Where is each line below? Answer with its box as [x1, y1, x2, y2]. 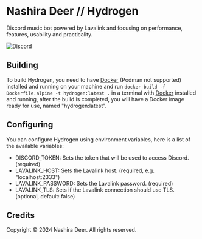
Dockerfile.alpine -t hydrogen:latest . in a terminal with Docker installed [6, 89, 197, 96]
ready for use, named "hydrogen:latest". [6, 102, 107, 109]
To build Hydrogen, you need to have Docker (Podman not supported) [6, 76, 181, 83]
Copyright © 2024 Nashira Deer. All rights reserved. [6, 226, 137, 234]
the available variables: [6, 142, 64, 149]
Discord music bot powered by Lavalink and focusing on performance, [6, 24, 183, 32]
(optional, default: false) [15, 192, 75, 200]
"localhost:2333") [15, 173, 60, 180]
